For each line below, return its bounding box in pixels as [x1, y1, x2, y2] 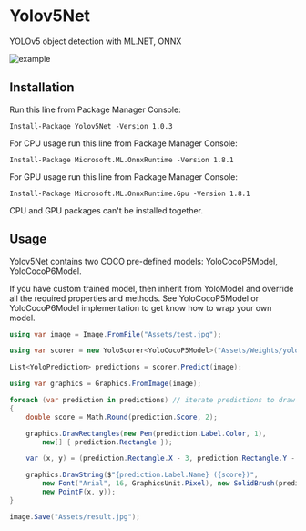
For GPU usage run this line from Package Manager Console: [9, 171, 239, 182]
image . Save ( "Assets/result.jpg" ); [9, 512, 141, 521]
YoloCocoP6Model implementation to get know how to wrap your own [9, 302, 272, 313]
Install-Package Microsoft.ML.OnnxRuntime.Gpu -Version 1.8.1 [9, 189, 250, 198]
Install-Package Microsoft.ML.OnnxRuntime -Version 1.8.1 [9, 155, 234, 164]
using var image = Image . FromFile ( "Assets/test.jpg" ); [9, 329, 222, 338]
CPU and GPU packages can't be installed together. [9, 204, 203, 215]
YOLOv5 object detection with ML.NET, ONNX [9, 36, 182, 47]
